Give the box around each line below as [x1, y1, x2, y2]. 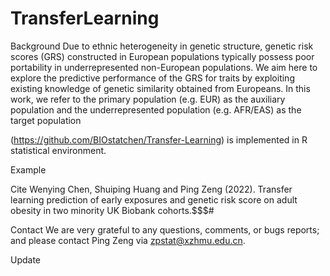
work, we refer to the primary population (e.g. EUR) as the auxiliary [10, 93, 286, 105]
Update [10, 253, 42, 266]
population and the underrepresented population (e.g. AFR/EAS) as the [10, 103, 302, 116]
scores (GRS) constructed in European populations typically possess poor [10, 50, 315, 62]
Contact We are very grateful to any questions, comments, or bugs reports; [10, 223, 320, 236]
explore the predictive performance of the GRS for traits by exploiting [10, 72, 295, 84]
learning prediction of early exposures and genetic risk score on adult [10, 193, 298, 206]
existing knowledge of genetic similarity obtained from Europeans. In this [10, 82, 311, 94]
